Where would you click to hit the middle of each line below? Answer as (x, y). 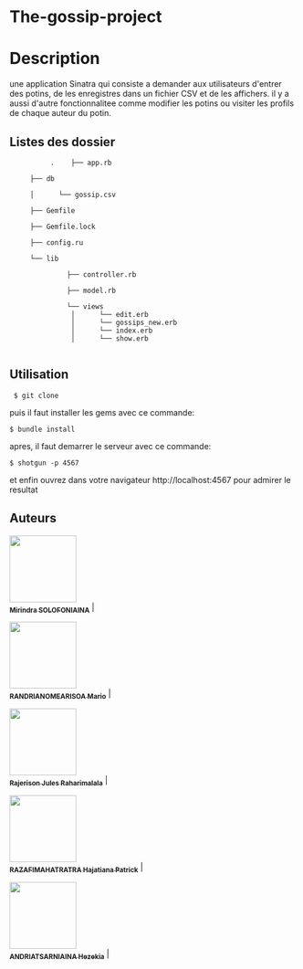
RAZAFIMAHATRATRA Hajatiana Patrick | (76, 868)
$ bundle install (42, 429)
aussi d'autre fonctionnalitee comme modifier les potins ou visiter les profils (152, 103)
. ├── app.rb (81, 163)
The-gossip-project (86, 17)
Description (55, 59)
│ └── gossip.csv (73, 195)
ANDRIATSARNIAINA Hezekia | (59, 954)
